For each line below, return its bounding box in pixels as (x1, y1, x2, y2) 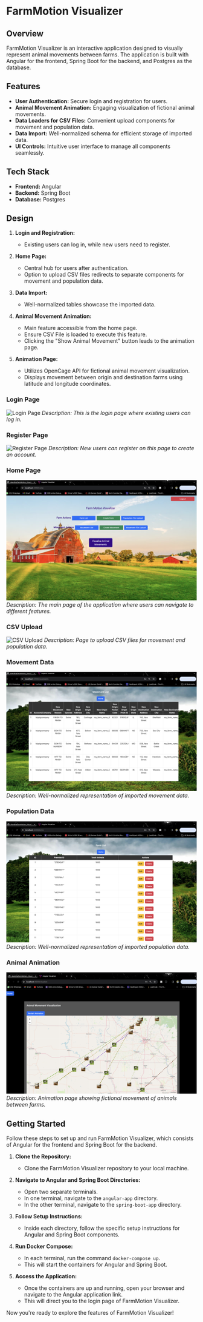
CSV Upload (6, 622, 43, 631)
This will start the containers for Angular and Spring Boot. (24, 1261, 167, 1269)
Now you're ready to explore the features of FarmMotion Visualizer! (6, 1309, 174, 1317)
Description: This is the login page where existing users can (41, 409, 191, 416)
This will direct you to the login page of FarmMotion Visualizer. (24, 1297, 180, 1305)
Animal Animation (6, 959, 60, 967)
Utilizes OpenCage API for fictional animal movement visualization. (24, 367, 190, 374)
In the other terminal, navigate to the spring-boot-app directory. (24, 1201, 182, 1209)
